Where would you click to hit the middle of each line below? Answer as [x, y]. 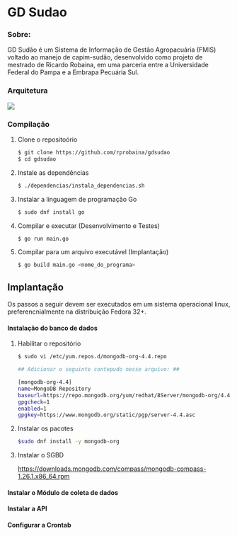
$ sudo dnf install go [51, 212]
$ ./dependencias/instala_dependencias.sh [81, 186]
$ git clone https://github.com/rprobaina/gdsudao [94, 153]
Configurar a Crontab [39, 525]
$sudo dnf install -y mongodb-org [68, 442]
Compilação [29, 124]
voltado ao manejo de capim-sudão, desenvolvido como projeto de [105, 57]
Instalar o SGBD [41, 455]
